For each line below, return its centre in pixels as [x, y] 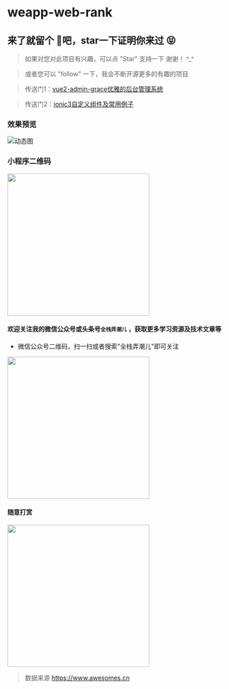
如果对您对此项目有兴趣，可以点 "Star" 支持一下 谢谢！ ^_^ [110, 59]
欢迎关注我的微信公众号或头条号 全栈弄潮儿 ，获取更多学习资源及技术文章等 [114, 329]
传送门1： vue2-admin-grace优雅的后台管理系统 [94, 89]
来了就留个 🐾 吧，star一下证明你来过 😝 [91, 40]
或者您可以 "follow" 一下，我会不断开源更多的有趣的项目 [107, 74]
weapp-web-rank [60, 12]
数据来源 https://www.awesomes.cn [77, 678]
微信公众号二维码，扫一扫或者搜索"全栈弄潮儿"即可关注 [98, 346]
